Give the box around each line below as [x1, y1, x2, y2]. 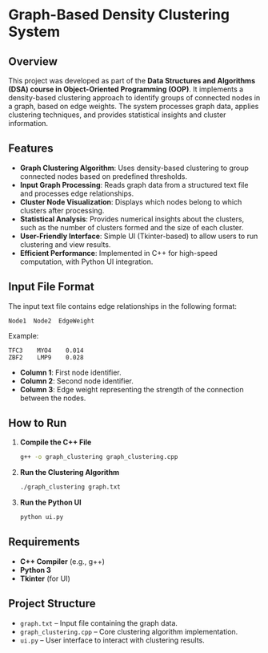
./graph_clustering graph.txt [19, 483, 122, 491]
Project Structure [8, 597, 96, 610]
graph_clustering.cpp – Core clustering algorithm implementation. [19, 627, 238, 636]
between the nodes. [19, 393, 86, 403]
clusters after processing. [19, 205, 105, 215]
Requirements [8, 535, 80, 549]
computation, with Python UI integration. [19, 257, 154, 266]
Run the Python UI [19, 497, 82, 507]
